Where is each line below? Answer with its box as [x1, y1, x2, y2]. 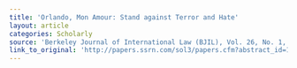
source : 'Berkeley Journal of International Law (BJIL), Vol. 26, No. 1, [9, 37, 287, 47]
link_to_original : [9, 46, 77, 55]
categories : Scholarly [9, 29, 93, 38]
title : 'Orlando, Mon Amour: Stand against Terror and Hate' [9, 12, 240, 22]
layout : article [9, 21, 69, 30]
